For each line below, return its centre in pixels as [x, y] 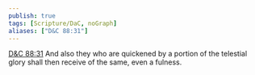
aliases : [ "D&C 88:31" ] [48, 31]
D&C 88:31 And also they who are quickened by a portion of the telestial [128, 54]
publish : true [32, 16]
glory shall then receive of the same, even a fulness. [95, 62]
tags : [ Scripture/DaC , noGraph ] [63, 23]
